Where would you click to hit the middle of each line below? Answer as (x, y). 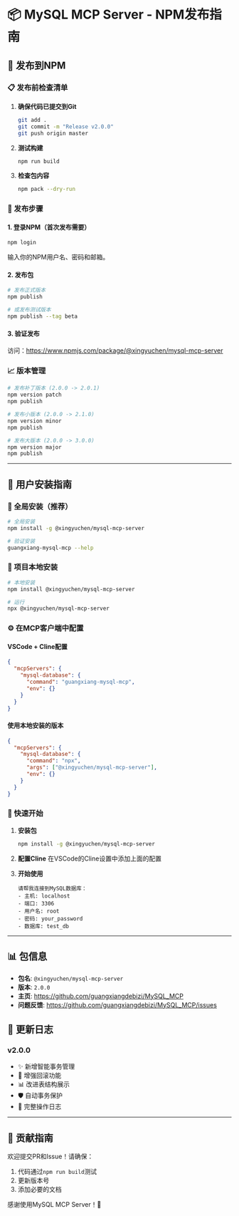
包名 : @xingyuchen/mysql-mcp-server (70, 978)
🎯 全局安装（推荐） (40, 506)
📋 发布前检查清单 (38, 88)
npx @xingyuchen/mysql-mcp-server (59, 609)
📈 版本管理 (27, 371)
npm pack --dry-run (47, 189)
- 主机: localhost (44, 896)
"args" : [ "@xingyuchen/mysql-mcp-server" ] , (92, 768)
